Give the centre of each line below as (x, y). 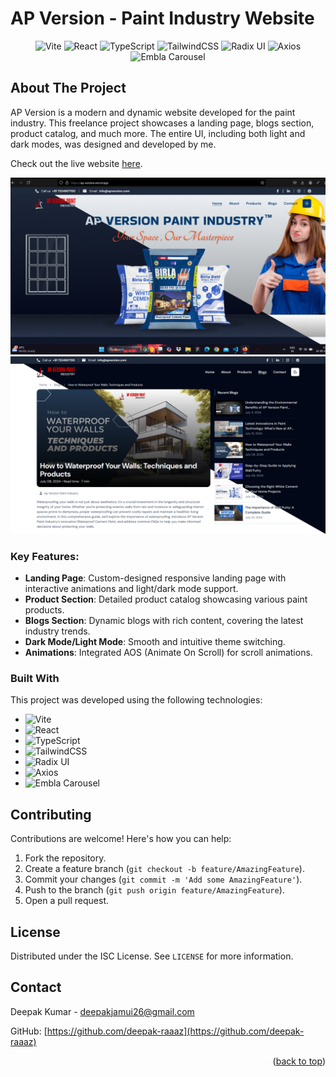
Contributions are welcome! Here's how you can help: (121, 839)
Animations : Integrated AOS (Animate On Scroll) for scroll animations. (168, 653)
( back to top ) (299, 1061)
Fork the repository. (65, 858)
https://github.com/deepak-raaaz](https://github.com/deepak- (175, 1031)
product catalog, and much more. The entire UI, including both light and (158, 133)
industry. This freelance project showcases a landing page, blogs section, (162, 123)
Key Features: (45, 556)
